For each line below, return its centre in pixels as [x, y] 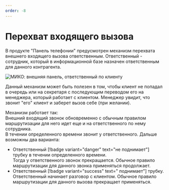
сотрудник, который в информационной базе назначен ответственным [82, 61]
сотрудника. [19, 129]
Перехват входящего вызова [70, 36]
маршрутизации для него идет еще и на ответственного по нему [76, 123]
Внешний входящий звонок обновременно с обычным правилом [76, 118]
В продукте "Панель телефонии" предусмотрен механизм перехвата [80, 50]
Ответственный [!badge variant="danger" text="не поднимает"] [81, 149]
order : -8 [16, 11]
